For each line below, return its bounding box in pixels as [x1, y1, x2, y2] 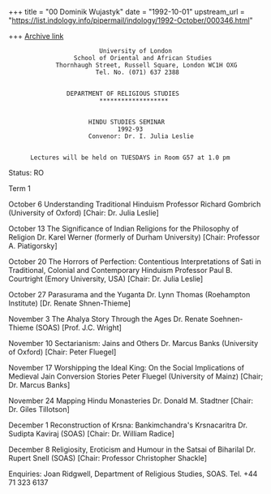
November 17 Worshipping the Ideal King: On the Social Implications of [8, 363, 245, 372]
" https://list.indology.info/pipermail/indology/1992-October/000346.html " [8, 15, 253, 25]
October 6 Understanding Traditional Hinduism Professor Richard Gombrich [8, 199, 261, 209]
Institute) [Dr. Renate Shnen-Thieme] [8, 298, 131, 308]
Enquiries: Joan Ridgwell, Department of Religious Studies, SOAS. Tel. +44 [8, 469, 258, 479]
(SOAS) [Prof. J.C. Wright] [35, 323, 122, 332]
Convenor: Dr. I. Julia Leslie [88, 132, 195, 141]
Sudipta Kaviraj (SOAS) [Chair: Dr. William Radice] [8, 429, 174, 438]
